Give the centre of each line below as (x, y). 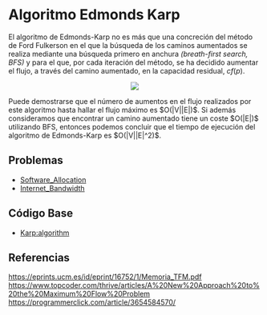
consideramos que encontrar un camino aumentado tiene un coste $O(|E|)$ (133, 118)
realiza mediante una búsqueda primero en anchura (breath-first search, (128, 54)
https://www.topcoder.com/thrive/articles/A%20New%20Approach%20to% (134, 285)
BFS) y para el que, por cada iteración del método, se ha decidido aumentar (133, 62)
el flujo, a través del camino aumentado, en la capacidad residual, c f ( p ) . (127, 70)
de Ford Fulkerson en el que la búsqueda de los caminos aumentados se (128, 45)
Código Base (41, 213)
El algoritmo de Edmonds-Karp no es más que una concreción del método (131, 37)
